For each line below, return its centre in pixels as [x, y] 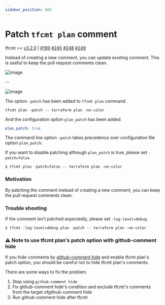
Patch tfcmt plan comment [61, 34]
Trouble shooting [26, 208]
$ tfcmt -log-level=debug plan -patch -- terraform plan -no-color [76, 228]
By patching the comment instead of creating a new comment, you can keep [82, 190]
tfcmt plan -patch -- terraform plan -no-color [55, 110]
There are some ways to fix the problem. [46, 272]
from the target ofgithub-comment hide [52, 292]
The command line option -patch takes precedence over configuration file [80, 138]
